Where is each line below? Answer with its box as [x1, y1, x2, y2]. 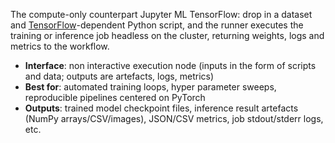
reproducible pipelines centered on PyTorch [24, 92, 206, 103]
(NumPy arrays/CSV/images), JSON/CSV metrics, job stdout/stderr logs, [24, 113, 324, 124]
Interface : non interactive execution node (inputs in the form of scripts [24, 60, 317, 71]
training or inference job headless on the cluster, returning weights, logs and [10, 30, 325, 41]
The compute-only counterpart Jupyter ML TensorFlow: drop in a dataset [10, 9, 313, 20]
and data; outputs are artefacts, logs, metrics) [24, 70, 215, 82]
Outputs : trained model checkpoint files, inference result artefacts [24, 102, 299, 114]
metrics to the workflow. [10, 40, 110, 52]
